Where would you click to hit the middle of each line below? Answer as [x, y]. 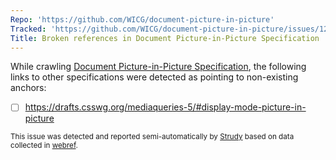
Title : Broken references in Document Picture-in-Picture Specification [165, 38]
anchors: [28, 88]
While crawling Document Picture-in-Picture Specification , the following [158, 67]
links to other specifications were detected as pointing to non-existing [154, 77]
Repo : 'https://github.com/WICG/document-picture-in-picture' [142, 19]
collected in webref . [44, 146]
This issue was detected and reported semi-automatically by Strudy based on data [152, 137]
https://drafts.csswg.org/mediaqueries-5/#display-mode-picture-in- [165, 107]
